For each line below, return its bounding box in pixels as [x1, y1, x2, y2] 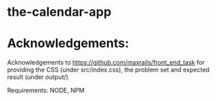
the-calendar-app [7, 4, 112, 20]
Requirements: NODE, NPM [7, 87, 85, 95]
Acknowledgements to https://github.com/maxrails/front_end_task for [7, 58, 205, 67]
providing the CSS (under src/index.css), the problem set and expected [7, 66, 210, 74]
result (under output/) [7, 73, 69, 81]
